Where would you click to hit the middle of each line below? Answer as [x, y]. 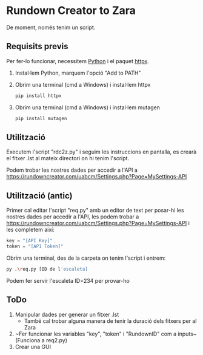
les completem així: [30, 230]
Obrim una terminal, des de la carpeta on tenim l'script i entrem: [86, 258]
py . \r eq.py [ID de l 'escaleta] [47, 269]
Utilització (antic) [39, 196]
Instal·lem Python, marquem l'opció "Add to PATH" [78, 73]
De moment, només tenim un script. [51, 27]
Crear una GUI [33, 347]
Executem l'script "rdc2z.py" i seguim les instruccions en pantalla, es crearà [101, 152]
